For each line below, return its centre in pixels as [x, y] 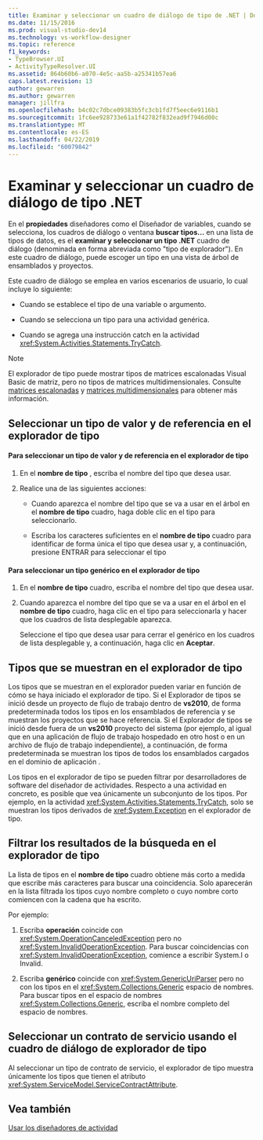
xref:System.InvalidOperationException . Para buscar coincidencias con [134, 946]
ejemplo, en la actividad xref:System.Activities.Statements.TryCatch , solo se [131, 802]
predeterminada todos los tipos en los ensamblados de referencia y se [122, 711]
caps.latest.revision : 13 [50, 81]
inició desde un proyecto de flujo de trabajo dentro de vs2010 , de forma [124, 703]
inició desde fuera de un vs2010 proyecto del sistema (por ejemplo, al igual [130, 728]
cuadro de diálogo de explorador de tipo [108, 1049]
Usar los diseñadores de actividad [63, 1128]
